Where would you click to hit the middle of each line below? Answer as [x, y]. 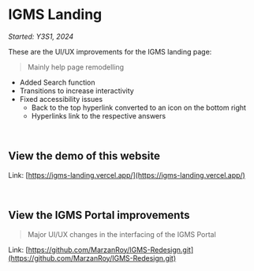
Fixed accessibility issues [61, 99]
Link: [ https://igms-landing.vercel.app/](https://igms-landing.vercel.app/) [127, 175]
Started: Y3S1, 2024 [41, 36]
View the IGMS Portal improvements [99, 215]
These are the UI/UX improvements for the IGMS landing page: [110, 51]
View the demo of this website [84, 156]
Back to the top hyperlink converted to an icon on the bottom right [139, 107]
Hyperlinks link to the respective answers [99, 115]
